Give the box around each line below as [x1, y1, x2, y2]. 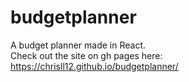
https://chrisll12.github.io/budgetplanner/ [10, 60, 179, 72]
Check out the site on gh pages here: [10, 49, 163, 61]
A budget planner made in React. [10, 39, 146, 51]
